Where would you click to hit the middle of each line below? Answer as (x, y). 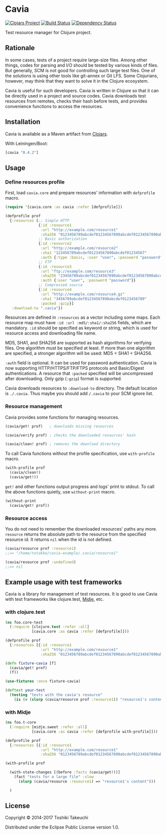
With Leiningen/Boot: (27, 143)
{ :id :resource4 (55, 290)
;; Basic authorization (63, 239)
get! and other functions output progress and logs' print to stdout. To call (80, 487)
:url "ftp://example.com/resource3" (78, 271)
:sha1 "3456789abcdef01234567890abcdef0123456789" (94, 299)
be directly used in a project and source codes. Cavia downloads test (76, 96)
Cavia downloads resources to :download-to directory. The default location (81, 388)
